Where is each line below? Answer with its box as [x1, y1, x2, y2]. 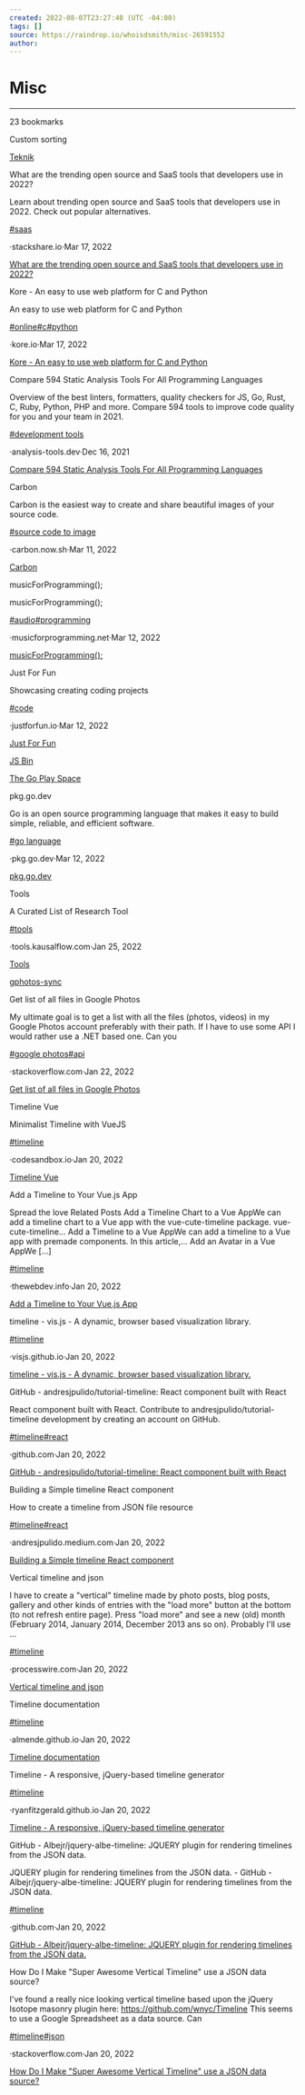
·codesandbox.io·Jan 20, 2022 [9, 1154, 124, 1165]
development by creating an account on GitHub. [40, 1414, 221, 1425]
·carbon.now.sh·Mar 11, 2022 [9, 544, 117, 555]
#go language [9, 835, 62, 846]
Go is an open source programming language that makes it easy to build [9, 808, 279, 819]
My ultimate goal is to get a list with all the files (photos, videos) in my [9, 1012, 271, 1023]
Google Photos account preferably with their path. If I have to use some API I [9, 1022, 296, 1033]
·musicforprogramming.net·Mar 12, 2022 [9, 633, 161, 643]
